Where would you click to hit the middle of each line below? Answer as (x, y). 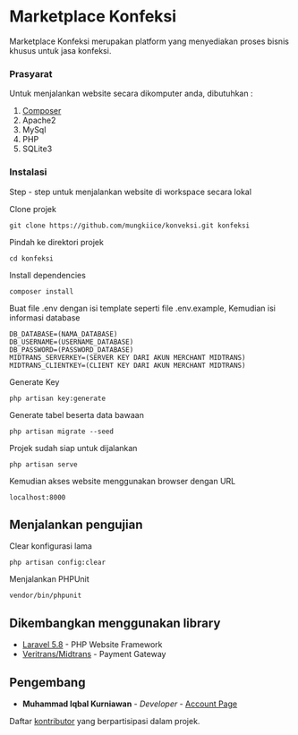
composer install (42, 291)
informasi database (45, 317)
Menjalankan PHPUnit (49, 579)
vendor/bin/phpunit (46, 596)
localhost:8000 (38, 497)
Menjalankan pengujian (76, 524)
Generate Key (34, 381)
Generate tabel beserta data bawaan (77, 415)
